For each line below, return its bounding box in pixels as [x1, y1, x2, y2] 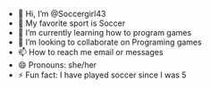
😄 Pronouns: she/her [17, 60, 97, 70]
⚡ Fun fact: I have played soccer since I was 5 [17, 69, 187, 80]
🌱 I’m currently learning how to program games [17, 28, 192, 37]
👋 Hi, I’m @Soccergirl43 [17, 9, 106, 19]
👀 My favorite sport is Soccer [17, 18, 126, 28]
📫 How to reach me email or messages [17, 47, 164, 57]
